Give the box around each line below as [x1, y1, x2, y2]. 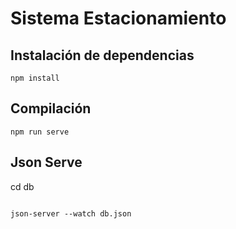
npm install [10, 73, 60, 83]
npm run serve [10, 127, 70, 137]
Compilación [10, 100, 92, 117]
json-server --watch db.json [10, 208, 132, 219]
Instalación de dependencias [10, 47, 195, 64]
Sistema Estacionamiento [10, 7, 227, 30]
